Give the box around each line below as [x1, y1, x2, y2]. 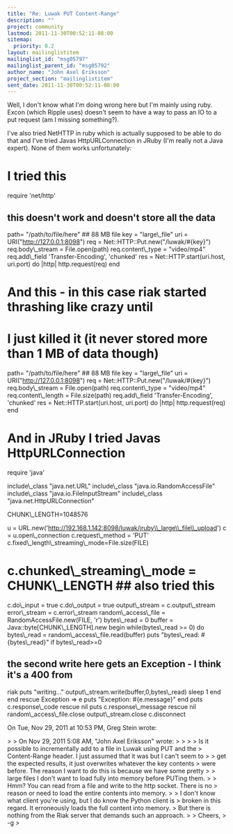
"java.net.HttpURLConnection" [7, 497, 95, 505]
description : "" [7, 17, 54, 24]
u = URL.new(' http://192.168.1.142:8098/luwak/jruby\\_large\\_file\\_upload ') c [7, 524, 227, 533]
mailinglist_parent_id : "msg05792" [7, 62, 111, 69]
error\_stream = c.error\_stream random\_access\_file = [7, 609, 166, 616]
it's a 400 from [7, 669, 73, 681]
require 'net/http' [7, 191, 56, 200]
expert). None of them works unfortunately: [7, 144, 132, 152]
